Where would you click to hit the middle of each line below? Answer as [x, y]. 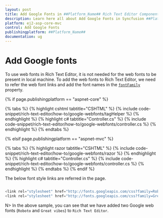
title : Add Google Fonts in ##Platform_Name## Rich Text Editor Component [82, 14]
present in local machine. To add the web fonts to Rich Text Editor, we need [80, 79]
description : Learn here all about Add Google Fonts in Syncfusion [75, 18]
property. [14, 90]
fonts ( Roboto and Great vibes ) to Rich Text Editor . [57, 210]
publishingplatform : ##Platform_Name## [45, 32]
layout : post [18, 9]
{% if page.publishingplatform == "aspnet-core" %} [57, 99]
